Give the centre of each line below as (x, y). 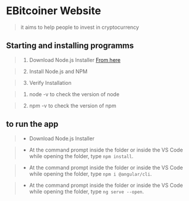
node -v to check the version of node (74, 94)
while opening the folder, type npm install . (81, 156)
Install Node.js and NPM (58, 71)
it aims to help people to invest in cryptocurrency (80, 27)
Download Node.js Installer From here (75, 60)
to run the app (32, 124)
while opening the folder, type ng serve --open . (87, 191)
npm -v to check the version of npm (72, 106)
